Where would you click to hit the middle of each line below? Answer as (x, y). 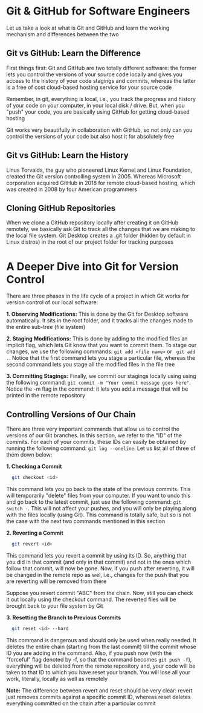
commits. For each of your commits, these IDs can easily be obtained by (96, 442)
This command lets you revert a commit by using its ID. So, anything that (96, 555)
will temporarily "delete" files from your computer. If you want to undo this (98, 495)
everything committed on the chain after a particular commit (81, 703)
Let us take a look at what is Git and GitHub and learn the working (88, 28)
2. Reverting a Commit (35, 533)
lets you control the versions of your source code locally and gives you (94, 74)
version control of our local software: (52, 302)
